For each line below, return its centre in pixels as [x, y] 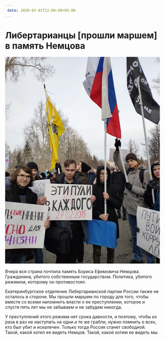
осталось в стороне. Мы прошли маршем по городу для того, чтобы [77, 296]
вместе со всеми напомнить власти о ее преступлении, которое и [75, 302]
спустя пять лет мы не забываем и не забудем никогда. [64, 307]
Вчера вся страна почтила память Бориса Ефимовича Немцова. [72, 271]
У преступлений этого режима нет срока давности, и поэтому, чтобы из [81, 316]
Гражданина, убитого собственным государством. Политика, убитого [79, 277]
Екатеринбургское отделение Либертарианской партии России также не [82, 291]
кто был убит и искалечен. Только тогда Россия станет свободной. [76, 327]
